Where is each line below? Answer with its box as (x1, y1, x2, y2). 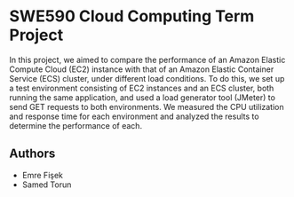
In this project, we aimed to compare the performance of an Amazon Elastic (9, 54, 286, 65)
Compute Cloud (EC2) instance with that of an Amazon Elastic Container (9, 64, 274, 75)
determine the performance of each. (9, 120, 143, 130)
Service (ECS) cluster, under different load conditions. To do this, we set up (9, 73, 285, 83)
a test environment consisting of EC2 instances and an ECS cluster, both (9, 83, 274, 93)
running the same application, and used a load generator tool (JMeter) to (9, 91, 275, 103)
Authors (9, 146, 56, 162)
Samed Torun (21, 179, 72, 190)
